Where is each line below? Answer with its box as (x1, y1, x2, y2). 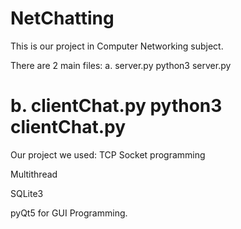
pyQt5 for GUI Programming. (10, 207, 128, 219)
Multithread (10, 168, 58, 180)
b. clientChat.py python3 (10, 95, 223, 117)
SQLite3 (10, 187, 44, 199)
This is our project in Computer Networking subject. (10, 40, 224, 52)
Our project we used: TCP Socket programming (10, 148, 206, 161)
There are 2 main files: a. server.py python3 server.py (10, 59, 232, 71)
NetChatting (10, 7, 115, 30)
